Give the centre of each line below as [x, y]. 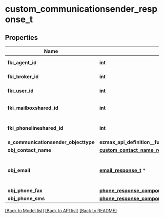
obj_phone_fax [25, 191]
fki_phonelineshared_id [35, 128]
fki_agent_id [22, 62]
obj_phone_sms [26, 198]
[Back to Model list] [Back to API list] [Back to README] [61, 211]
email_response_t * [123, 170]
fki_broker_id [23, 77]
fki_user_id [20, 91]
